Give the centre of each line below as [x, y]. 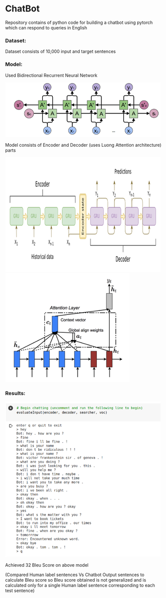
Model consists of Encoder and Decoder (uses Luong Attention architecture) [83, 145]
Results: [15, 394]
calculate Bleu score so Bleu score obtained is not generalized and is [76, 580]
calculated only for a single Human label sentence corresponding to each [80, 586]
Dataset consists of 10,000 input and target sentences [60, 51]
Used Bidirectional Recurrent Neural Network [51, 75]
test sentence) [20, 591]
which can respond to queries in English [46, 27]
